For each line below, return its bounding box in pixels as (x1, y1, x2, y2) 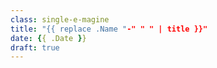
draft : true (10, 42, 60, 53)
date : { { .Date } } (10, 33, 87, 43)
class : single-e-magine (10, 14, 110, 25)
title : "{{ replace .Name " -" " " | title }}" (10, 24, 208, 34)
